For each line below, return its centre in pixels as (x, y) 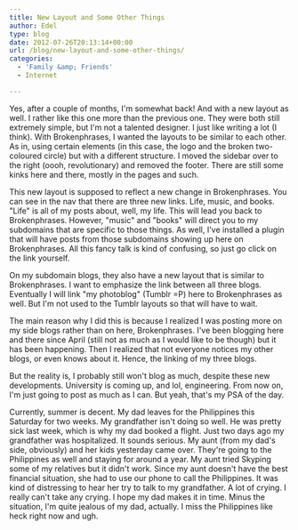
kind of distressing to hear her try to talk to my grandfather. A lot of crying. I (148, 487)
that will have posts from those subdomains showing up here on (126, 239)
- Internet (37, 76)
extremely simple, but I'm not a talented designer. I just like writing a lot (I (143, 127)
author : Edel (33, 26)
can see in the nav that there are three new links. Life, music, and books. (142, 201)
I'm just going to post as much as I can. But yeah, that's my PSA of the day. (147, 394)
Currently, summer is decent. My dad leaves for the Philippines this (132, 412)
